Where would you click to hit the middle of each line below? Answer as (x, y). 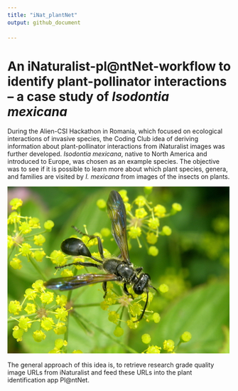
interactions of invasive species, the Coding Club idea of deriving (103, 139)
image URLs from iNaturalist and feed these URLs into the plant (100, 372)
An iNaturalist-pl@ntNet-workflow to (119, 66)
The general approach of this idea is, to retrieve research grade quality (111, 365)
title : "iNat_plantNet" (43, 15)
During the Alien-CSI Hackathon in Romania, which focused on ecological (115, 131)
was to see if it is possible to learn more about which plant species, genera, (118, 169)
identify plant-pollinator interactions (117, 81)
